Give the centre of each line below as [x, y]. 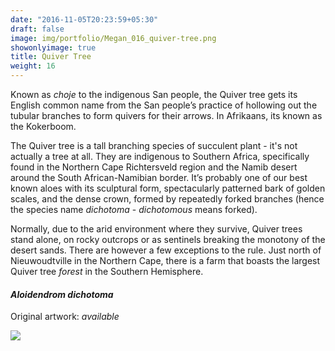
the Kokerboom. [43, 126]
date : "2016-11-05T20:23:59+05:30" [84, 19]
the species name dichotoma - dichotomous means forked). [134, 209]
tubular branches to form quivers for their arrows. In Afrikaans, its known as [166, 115]
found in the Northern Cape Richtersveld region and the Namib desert [154, 167]
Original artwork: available [65, 317]
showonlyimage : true [53, 47]
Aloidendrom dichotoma [62, 294]
